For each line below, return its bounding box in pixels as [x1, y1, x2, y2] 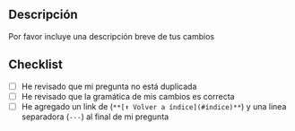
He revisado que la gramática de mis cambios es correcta [21, 91, 235, 101]
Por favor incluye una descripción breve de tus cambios [8, 31, 215, 41]
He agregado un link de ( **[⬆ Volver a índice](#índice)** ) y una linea [21, 100, 287, 111]
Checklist [8, 57, 64, 73]
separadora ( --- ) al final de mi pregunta [21, 111, 169, 122]
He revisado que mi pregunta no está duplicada [21, 81, 197, 92]
